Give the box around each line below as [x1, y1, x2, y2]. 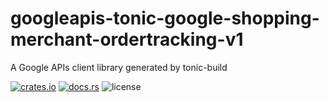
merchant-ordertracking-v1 [10, 28, 244, 51]
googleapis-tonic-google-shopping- [10, 7, 320, 30]
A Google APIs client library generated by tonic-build [10, 61, 228, 73]
